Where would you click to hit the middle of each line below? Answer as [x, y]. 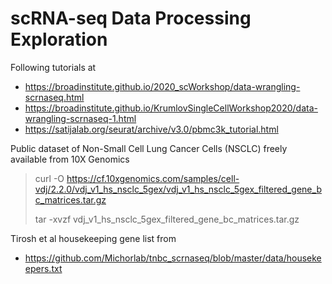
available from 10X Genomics [70, 159]
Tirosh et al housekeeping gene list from [93, 238]
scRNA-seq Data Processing [131, 18]
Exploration [59, 39]
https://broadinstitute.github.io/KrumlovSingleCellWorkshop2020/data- [171, 108]
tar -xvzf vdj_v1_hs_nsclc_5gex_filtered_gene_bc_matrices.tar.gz [167, 219]
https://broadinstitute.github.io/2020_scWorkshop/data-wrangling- [162, 86]
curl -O [49, 178]
